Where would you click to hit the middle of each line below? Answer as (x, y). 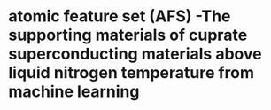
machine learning (74, 92)
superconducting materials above (135, 54)
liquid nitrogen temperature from (131, 73)
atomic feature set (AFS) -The (120, 16)
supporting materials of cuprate (128, 35)
